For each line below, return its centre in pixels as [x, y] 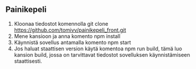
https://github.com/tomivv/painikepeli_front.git [70, 30]
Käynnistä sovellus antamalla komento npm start [72, 42]
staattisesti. [28, 61]
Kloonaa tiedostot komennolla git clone [61, 23]
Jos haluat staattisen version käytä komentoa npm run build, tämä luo [98, 49]
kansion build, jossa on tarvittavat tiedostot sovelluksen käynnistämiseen [102, 54]
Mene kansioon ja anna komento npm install [67, 36]
